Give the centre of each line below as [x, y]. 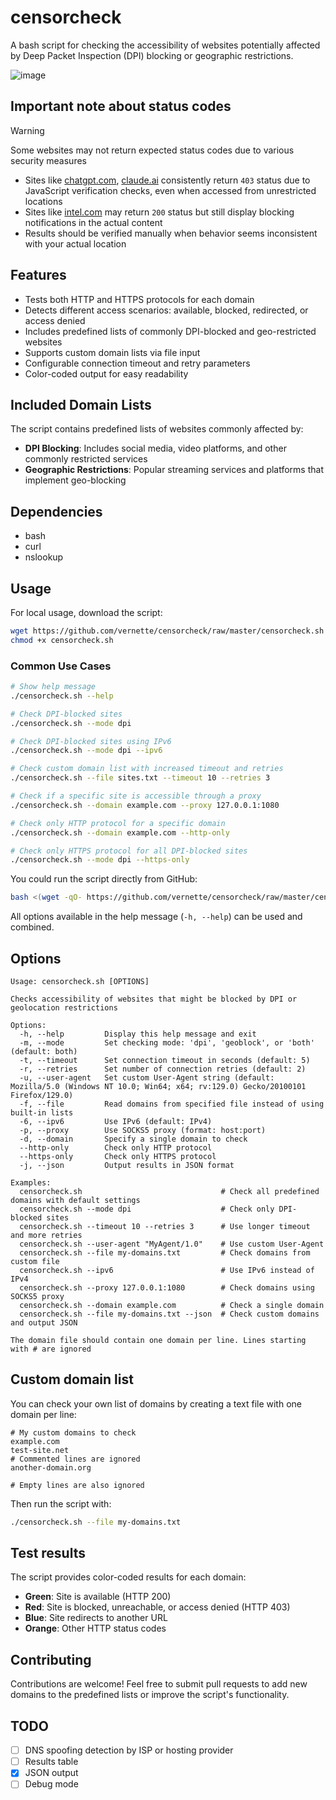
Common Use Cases [61, 666]
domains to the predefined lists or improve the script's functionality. [150, 1695]
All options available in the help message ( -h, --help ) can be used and [156, 917]
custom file [35, 1261]
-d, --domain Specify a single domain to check [133, 1139]
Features [38, 275]
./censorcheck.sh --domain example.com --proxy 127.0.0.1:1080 [145, 805]
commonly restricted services [86, 459]
